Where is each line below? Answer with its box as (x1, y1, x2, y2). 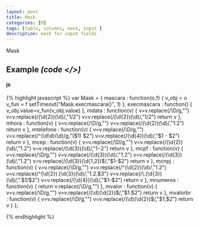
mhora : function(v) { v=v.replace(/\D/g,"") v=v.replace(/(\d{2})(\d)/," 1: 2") (6, 120, 184, 127)
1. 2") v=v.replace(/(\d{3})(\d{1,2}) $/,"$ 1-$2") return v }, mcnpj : (20, 157, 174, 164)
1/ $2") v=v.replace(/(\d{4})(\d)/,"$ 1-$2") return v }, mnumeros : (24, 176, 179, 183)
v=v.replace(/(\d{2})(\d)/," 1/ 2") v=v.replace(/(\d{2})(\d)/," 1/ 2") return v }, (6, 113, 182, 120)
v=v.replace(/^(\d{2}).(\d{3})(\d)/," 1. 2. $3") (6, 170, 109, 177)
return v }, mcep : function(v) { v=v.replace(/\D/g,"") (6, 138, 133, 146)
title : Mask (6, 14, 36, 20)
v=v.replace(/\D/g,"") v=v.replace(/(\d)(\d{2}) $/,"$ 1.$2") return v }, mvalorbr (6, 189, 191, 196)
